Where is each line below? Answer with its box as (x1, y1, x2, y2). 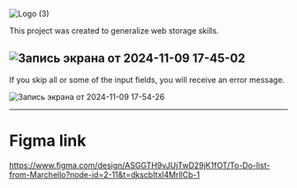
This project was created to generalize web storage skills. (9, 26, 219, 35)
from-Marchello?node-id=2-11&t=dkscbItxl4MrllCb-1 (9, 169, 201, 180)
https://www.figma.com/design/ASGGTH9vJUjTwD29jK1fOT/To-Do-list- (9, 160, 270, 170)
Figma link (9, 131, 87, 150)
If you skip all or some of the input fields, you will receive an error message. (9, 74, 286, 85)
